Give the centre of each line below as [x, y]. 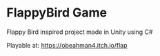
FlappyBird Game [57, 13]
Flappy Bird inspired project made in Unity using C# [80, 32]
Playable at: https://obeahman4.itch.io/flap [67, 45]
